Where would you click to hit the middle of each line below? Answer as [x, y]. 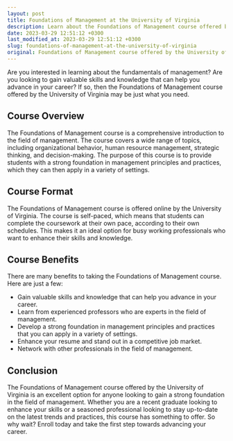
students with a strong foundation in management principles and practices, [114, 162]
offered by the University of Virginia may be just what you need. [98, 94]
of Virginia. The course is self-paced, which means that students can [106, 215]
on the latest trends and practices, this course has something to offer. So [111, 417]
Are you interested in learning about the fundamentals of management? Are [115, 72]
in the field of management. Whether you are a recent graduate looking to [112, 402]
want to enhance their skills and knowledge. [70, 238]
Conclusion [33, 371]
